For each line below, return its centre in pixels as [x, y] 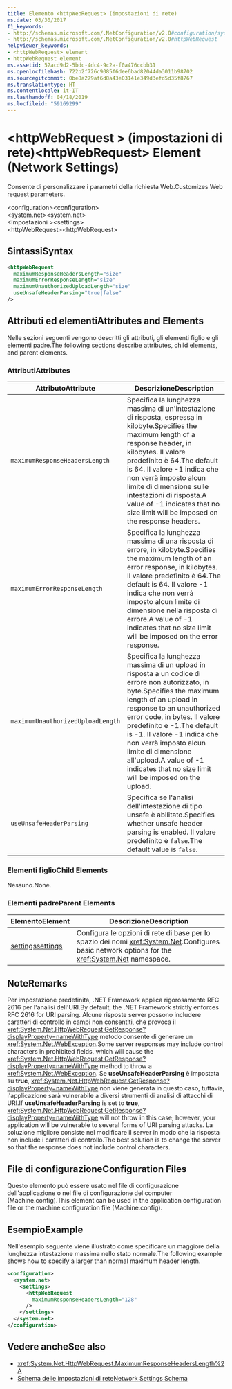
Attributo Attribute [65, 388]
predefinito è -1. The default [173, 725]
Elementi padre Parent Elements [61, 903]
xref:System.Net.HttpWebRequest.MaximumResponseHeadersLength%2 [121, 1363]
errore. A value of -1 [159, 619]
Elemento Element [40, 921]
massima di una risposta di [170, 541]
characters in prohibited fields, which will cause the [80, 1052]
